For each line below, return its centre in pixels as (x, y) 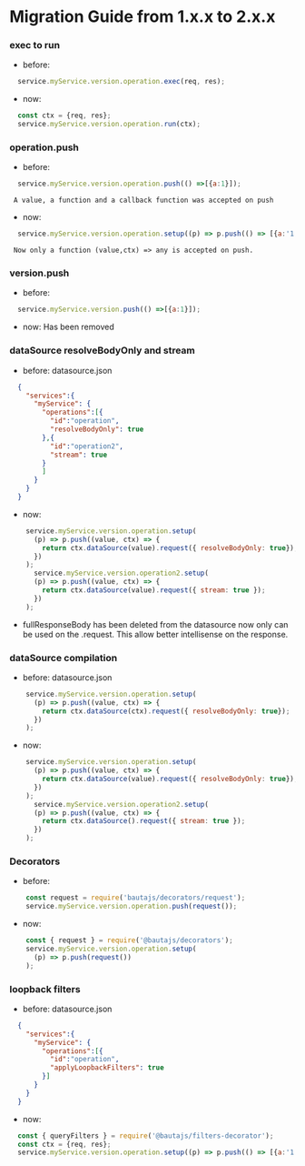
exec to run (35, 45)
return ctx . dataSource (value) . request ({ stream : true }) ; (154, 590)
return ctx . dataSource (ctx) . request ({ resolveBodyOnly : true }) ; (166, 711)
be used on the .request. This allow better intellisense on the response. (155, 634)
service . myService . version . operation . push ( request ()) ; (132, 907)
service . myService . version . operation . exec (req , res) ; (121, 82)
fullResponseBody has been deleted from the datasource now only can (155, 624)
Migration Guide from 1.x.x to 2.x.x (143, 17)
